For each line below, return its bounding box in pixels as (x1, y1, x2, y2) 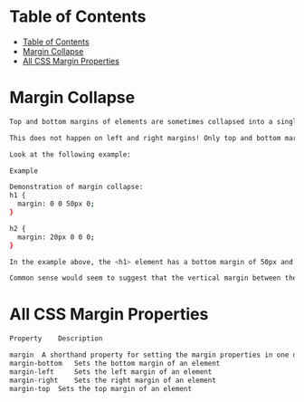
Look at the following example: (9, 149, 131, 159)
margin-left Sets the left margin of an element (9, 367, 213, 377)
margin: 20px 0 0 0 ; (17, 233, 95, 242)
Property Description (9, 334, 103, 343)
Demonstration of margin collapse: (9, 183, 144, 192)
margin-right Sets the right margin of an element (9, 376, 217, 385)
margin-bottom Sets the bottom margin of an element (9, 359, 221, 368)
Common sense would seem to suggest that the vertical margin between (9, 273, 281, 282)
